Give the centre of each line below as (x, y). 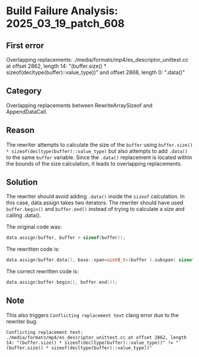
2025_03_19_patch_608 (65, 23)
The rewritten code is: (33, 249)
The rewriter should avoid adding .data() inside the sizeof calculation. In (96, 197)
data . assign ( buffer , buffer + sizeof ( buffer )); (66, 238)
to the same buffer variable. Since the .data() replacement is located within (99, 157)
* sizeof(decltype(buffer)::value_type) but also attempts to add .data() (97, 151)
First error (25, 45)
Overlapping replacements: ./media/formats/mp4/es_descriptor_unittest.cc (97, 60)
